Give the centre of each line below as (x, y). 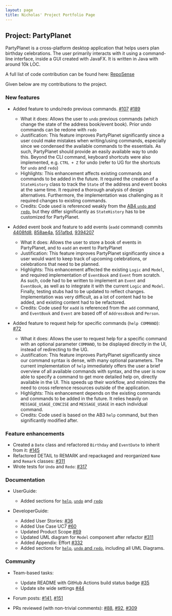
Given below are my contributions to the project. (56, 84)
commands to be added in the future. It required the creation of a (89, 179)
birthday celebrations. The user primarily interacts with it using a (74, 53)
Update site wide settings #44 (52, 588)
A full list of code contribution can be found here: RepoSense (70, 74)
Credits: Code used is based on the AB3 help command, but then (89, 415)
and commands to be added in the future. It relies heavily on (84, 398)
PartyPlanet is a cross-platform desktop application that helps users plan (82, 48)
